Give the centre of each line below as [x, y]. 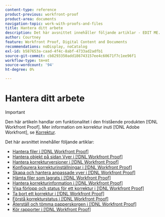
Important [15, 112]
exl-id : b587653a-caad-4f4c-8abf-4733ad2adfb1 [54, 51]
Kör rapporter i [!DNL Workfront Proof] [52, 209]
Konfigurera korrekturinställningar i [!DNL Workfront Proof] [72, 167]
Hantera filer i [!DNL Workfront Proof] [51, 151]
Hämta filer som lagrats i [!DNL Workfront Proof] [61, 178]
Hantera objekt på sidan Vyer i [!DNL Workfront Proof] [67, 157]
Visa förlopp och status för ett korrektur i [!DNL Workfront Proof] [78, 188]
